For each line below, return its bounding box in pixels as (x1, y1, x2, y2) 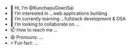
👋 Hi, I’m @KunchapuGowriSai (10, 5, 74, 11)
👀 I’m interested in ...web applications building (10, 10, 107, 16)
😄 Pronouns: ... (10, 34, 43, 40)
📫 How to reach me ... (10, 27, 58, 33)
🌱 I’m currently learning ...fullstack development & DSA (10, 16, 126, 21)
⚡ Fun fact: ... (10, 40, 38, 46)
